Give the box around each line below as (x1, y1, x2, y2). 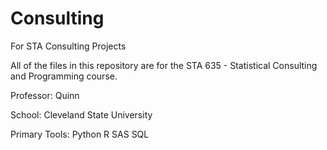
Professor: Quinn (10, 89, 80, 101)
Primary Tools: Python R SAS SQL (10, 128, 150, 140)
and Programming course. (10, 70, 118, 82)
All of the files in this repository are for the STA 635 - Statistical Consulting (10, 59, 318, 71)
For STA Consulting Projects (10, 40, 127, 52)
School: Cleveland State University (10, 108, 153, 121)
